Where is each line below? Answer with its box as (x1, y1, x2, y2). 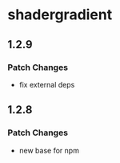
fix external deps (18, 79, 75, 89)
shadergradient (7, 6, 113, 24)
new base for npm (18, 145, 79, 155)
